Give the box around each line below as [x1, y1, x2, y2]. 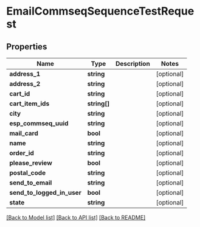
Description [115, 60, 150, 68]
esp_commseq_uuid [9, 119, 69, 127]
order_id [9, 149, 35, 157]
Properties [6, 41, 47, 52]
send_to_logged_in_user [9, 189, 82, 197]
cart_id [9, 89, 30, 98]
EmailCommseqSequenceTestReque [6, 4, 195, 18]
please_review [9, 159, 53, 167]
